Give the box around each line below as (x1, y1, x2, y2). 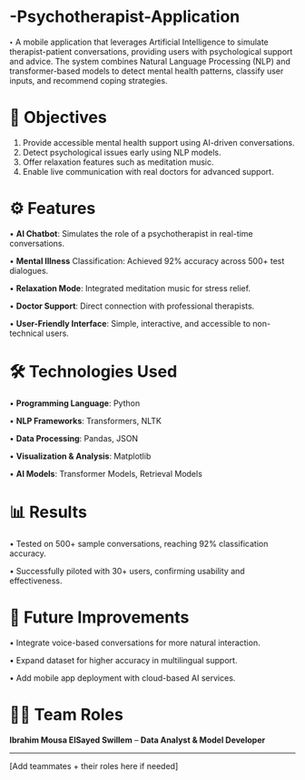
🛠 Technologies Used (9, 361, 178, 381)
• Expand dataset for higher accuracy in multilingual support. (9, 654, 238, 665)
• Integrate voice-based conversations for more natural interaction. (9, 637, 261, 648)
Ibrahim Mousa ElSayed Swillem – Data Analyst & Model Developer (9, 734, 266, 745)
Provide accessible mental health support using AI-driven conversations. (22, 137, 295, 147)
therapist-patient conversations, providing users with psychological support (9, 46, 293, 56)
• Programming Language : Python (9, 398, 141, 409)
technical (9, 328, 44, 339)
